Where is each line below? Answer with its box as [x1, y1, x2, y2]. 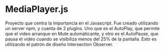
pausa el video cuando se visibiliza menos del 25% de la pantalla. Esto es [5, 36, 156, 42]
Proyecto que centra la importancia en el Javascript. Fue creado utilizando [5, 20, 158, 26]
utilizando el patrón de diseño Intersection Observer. [5, 41, 113, 47]
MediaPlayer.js [5, 3, 68, 15]
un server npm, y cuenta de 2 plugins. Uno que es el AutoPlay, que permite [5, 25, 160, 31]
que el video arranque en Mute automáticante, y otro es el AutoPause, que [5, 30, 158, 36]
